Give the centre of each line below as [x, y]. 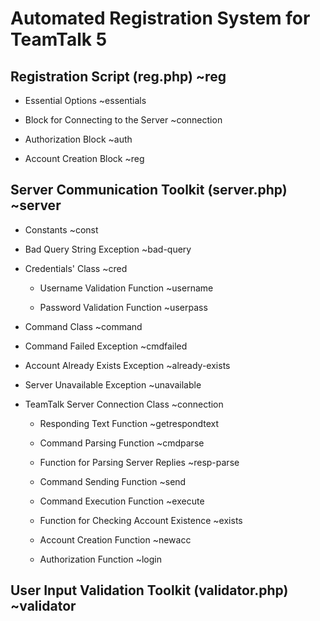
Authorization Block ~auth [78, 139]
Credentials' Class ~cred [76, 268]
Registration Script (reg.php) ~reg [118, 76]
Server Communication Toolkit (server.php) [149, 190]
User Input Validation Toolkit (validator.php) [149, 590]
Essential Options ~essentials [85, 100]
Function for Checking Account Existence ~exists [141, 520]
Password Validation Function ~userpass [123, 307]
